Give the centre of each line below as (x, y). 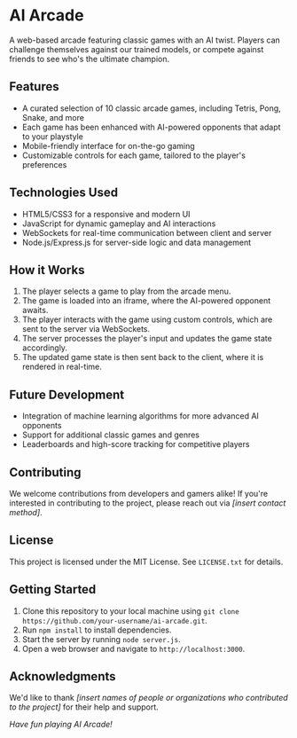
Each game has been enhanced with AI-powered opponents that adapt (151, 127)
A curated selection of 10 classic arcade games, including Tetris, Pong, (151, 108)
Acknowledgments (63, 676)
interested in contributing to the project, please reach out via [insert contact (148, 503)
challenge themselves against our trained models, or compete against (137, 49)
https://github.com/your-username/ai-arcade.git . (115, 620)
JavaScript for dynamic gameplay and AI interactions (119, 224)
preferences (44, 164)
